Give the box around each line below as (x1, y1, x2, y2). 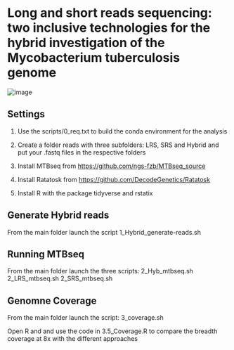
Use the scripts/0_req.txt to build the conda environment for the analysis (17, 127, 228, 135)
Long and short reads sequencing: (7, 5, 212, 21)
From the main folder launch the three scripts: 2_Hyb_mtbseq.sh (7, 267, 193, 276)
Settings (7, 108, 46, 120)
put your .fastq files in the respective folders (17, 148, 146, 156)
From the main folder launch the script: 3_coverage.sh (7, 313, 164, 322)
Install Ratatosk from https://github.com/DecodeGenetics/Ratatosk (17, 175, 211, 183)
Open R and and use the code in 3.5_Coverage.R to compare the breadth (7, 327, 218, 335)
